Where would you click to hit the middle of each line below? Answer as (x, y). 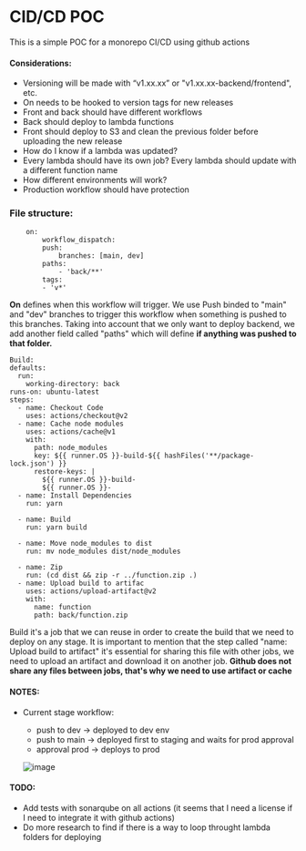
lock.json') (32, 464)
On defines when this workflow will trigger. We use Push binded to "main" (148, 305)
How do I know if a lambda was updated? (100, 151)
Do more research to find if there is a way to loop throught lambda (147, 827)
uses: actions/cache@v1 (71, 432)
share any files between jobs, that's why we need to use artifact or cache (151, 671)
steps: (22, 400)
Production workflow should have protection (106, 190)
